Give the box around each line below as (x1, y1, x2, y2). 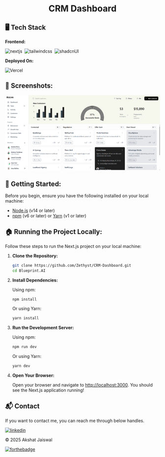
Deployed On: (5, 58, 34, 64)
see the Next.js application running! (12, 387, 84, 393)
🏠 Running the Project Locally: (5, 228, 102, 236)
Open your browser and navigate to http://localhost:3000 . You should (12, 382, 153, 388)
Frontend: (5, 39, 26, 44)
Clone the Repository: (12, 252, 58, 259)
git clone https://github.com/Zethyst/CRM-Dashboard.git (12, 263, 132, 268)
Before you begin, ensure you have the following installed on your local (5, 193, 149, 199)
